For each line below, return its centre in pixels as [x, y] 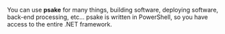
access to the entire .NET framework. [60, 24]
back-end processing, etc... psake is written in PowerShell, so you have [108, 17]
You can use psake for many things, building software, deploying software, [113, 10]
